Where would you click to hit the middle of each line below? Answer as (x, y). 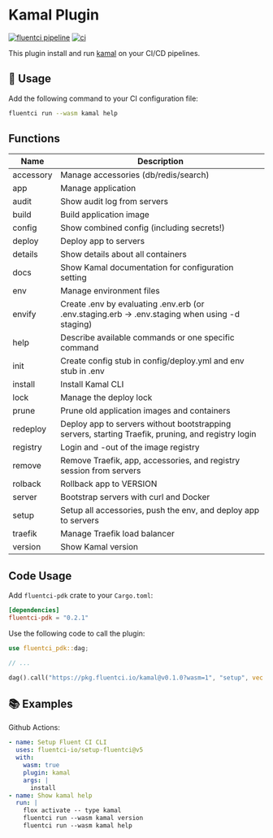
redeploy (30, 429)
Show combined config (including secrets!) (143, 228)
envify (24, 315)
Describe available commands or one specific (147, 337)
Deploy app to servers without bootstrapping (146, 424)
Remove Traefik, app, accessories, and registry (150, 461)
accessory (32, 175)
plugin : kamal (47, 773)
